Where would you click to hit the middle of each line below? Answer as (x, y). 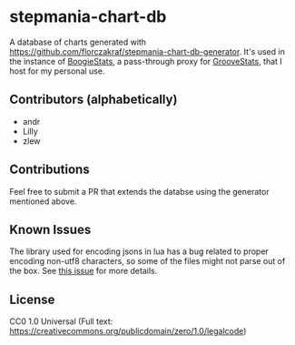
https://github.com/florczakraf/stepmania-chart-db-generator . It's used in (147, 51)
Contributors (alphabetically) (93, 100)
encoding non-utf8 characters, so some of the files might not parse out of (147, 261)
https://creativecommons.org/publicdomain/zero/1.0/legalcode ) (128, 331)
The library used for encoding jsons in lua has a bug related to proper (139, 251)
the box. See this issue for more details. (84, 271)
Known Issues (50, 229)
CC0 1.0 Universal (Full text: (61, 321)
